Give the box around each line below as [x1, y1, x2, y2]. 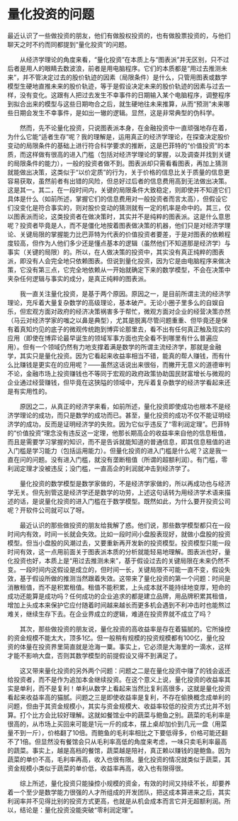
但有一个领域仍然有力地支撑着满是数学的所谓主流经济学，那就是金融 [22, 342, 222, 351]
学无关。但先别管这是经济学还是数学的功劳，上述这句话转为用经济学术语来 [7, 487, 225, 497]
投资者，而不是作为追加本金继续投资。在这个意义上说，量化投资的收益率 [13, 675, 225, 683]
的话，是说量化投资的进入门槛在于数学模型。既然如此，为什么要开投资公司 [13, 497, 231, 505]
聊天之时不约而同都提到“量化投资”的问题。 [7, 40, 131, 48]
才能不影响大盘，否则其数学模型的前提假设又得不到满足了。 [7, 651, 181, 660]
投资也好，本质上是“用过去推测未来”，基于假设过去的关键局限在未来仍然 [13, 556, 225, 565]
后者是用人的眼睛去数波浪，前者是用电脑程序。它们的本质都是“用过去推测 [7, 64, 222, 72]
